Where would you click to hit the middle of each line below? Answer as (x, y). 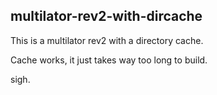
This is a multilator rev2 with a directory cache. (107, 40)
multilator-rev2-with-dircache (106, 16)
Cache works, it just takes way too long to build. (109, 60)
